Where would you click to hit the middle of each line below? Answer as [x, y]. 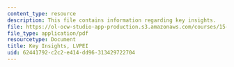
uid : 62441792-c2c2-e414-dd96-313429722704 [71, 53]
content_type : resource [42, 14]
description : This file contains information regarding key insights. [112, 20]
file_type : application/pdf [48, 33]
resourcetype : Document [42, 40]
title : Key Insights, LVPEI [48, 46]
